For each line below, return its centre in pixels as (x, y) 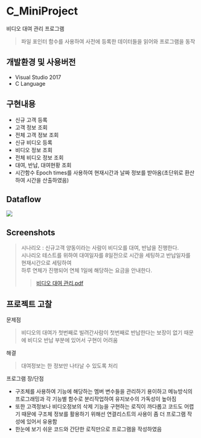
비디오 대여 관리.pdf (59, 283)
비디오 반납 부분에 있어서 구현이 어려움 (73, 340)
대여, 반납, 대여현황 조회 (43, 165)
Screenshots (31, 233)
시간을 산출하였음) (48, 180)
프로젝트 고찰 (29, 304)
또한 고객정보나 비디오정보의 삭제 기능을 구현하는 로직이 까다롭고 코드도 (99, 406)
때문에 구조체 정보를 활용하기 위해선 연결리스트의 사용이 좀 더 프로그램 (104, 414)
